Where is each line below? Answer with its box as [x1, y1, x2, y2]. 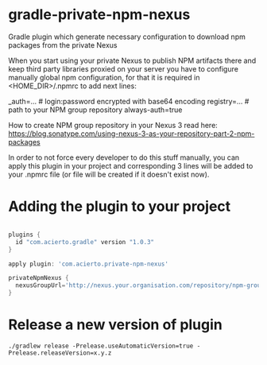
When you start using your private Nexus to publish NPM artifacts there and [8, 56, 257, 65]
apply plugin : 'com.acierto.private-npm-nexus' [8, 260, 169, 268]
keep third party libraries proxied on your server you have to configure [8, 64, 238, 73]
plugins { [8, 231, 41, 239]
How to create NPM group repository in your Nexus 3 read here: [8, 120, 219, 130]
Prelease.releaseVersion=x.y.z [8, 348, 112, 357]
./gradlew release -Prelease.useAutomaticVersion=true [8, 342, 194, 350]
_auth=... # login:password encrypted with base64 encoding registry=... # [8, 96, 250, 106]
